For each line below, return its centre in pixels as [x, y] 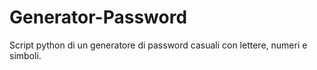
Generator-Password [98, 17]
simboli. [25, 55]
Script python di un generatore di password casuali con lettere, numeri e [158, 45]
